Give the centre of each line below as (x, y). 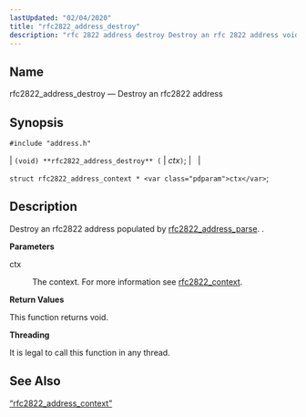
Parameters (32, 246)
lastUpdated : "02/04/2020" (61, 18)
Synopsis (36, 123)
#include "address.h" (51, 143)
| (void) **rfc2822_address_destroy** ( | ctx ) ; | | (105, 160)
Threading (30, 335)
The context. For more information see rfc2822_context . (138, 281)
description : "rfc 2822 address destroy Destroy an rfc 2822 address (144, 35)
